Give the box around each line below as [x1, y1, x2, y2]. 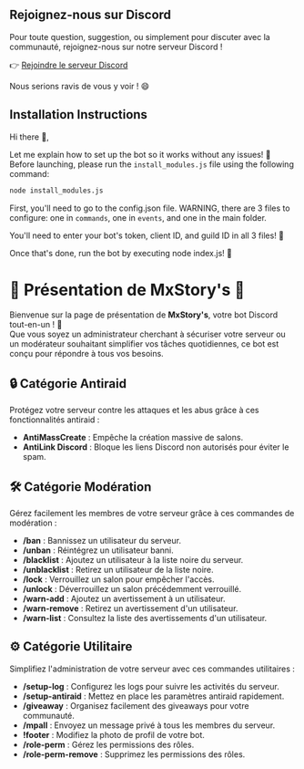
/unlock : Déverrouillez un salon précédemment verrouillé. [22, 584, 242, 595]
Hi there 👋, [9, 131, 50, 142]
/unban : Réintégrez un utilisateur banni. [22, 545, 175, 556]
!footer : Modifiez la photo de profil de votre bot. [22, 729, 205, 740]
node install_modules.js [9, 186, 104, 195]
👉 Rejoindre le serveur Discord [9, 59, 128, 70]
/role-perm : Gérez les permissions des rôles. [22, 739, 195, 750]
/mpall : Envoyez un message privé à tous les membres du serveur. [22, 720, 276, 731]
